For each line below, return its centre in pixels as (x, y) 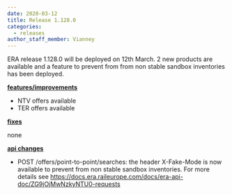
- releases (29, 33)
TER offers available (46, 108)
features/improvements (42, 87)
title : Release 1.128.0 (42, 20)
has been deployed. (36, 74)
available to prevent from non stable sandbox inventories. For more (114, 169)
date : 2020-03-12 (32, 14)
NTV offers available (47, 101)
